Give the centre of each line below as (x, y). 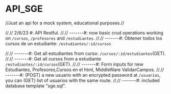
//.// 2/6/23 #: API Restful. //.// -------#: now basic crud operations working (84, 33)
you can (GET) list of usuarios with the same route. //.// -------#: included (82, 80)
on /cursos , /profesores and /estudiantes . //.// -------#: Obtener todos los (84, 38)
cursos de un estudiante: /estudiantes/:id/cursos (58, 43)
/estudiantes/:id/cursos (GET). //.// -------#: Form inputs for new (75, 64)
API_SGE (24, 9)
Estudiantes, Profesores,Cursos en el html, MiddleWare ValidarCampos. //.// (85, 70)
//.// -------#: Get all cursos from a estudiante (53, 58)
